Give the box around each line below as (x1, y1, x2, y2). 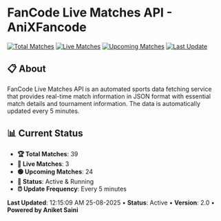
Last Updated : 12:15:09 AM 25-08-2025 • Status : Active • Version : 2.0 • (7, 198, 215, 207)
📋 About (7, 63, 46, 75)
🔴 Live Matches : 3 (17, 160, 70, 168)
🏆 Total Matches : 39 (17, 149, 78, 158)
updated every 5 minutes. (7, 107, 80, 115)
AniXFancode (7, 19, 87, 35)
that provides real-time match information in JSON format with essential (7, 92, 211, 101)
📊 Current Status (7, 127, 83, 139)
